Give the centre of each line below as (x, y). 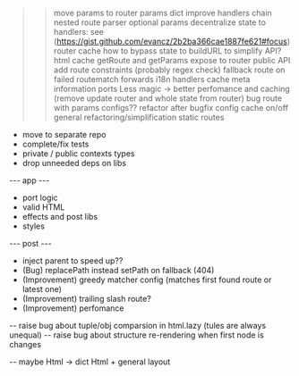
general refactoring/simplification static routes (139, 117)
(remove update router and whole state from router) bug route (168, 98)
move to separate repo (64, 134)
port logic (40, 197)
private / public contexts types (78, 154)
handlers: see (79, 32)
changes (26, 344)
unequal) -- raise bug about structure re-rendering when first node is (137, 335)
